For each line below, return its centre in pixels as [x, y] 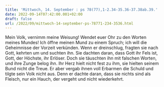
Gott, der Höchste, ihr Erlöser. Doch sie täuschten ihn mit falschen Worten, [81, 58]
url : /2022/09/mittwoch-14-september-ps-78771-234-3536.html [69, 23]
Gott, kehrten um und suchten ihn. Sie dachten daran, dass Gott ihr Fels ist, [82, 53]
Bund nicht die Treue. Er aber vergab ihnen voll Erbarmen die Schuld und [80, 69]
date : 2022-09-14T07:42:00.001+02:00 [44, 14]
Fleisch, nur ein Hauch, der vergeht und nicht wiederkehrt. [65, 79]
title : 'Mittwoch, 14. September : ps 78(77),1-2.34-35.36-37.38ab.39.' [82, 10]
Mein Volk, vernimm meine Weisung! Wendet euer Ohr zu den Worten [76, 37]
